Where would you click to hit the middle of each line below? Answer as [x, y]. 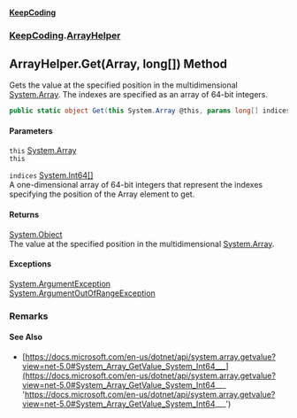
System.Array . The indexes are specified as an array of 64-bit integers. [138, 95]
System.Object [36, 234]
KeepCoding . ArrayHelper [65, 35]
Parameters [31, 131]
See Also [26, 337]
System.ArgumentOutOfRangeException [83, 293]
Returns [24, 214]
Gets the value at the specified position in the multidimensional [124, 85]
